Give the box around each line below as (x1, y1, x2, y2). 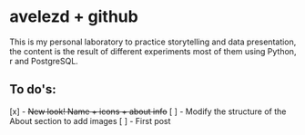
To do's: (9, 82, 56, 97)
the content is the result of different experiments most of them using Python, (9, 45, 297, 56)
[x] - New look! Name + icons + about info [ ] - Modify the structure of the (9, 106, 287, 117)
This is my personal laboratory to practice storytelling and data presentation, (9, 36, 297, 47)
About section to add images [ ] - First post (9, 115, 171, 126)
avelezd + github (9, 6, 138, 27)
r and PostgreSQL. (9, 55, 79, 66)
